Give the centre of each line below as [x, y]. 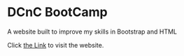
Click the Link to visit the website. [56, 45]
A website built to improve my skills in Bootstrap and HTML [92, 31]
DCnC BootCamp [58, 12]
